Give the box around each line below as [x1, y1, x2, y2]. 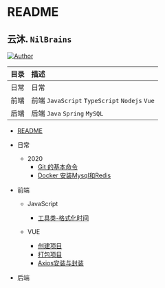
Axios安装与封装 [37, 259, 84, 267]
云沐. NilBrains [7, 33, 72, 45]
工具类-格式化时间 [37, 214, 89, 222]
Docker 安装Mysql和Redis [37, 171, 111, 179]
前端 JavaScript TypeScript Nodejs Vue [31, 96, 155, 105]
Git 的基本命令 [37, 163, 78, 170]
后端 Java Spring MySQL [31, 109, 104, 118]
